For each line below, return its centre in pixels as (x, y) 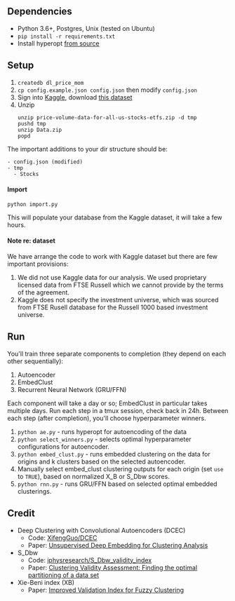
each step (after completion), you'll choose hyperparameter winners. (107, 418)
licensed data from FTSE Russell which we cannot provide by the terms (120, 285)
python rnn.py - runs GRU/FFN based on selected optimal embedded (117, 484)
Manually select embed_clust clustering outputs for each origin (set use (120, 468)
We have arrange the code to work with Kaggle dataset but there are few (113, 257)
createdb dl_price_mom (51, 83)
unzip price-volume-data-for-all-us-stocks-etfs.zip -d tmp (107, 117)
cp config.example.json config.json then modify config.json (107, 90)
